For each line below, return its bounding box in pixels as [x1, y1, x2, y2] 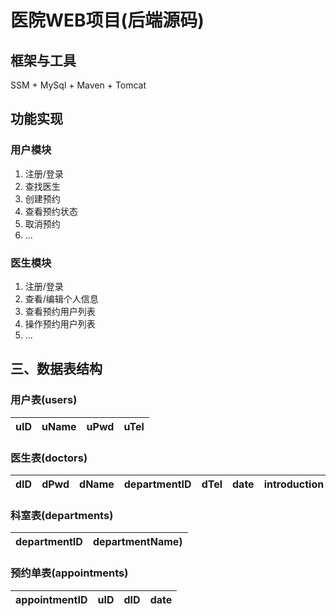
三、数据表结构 [10, 361, 103, 378]
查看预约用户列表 [24, 305, 96, 317]
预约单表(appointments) [10, 566, 129, 580]
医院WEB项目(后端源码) [10, 9, 205, 32]
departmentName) [92, 535, 183, 549]
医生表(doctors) [10, 451, 88, 465]
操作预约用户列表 [24, 317, 96, 330]
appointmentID [15, 592, 88, 606]
